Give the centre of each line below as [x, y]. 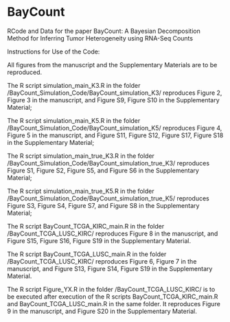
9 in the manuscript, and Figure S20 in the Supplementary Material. [102, 311]
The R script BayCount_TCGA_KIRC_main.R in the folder [86, 226]
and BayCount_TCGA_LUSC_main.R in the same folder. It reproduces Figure [114, 303]
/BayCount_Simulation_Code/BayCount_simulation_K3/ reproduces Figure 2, [115, 93]
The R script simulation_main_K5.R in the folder [74, 120]
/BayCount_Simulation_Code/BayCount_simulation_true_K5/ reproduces [108, 198]
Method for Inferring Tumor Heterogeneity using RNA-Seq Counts [100, 38]
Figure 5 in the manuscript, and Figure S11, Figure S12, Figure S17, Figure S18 [115, 135]
